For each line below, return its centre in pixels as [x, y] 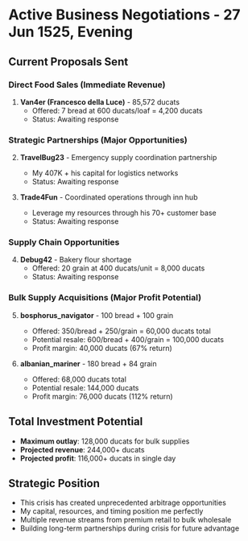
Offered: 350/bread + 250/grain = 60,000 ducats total [121, 331]
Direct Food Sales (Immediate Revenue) [87, 85]
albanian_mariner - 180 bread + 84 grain [88, 363]
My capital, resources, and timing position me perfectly [112, 511]
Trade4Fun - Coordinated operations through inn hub [109, 197]
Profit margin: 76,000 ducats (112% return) [102, 396]
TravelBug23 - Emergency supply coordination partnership [118, 158]
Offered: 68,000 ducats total [79, 379]
